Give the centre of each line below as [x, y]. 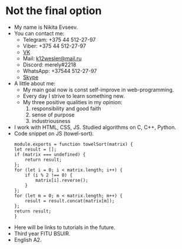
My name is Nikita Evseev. [46, 27]
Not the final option [54, 11]
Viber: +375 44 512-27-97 [54, 46]
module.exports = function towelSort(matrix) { [73, 144]
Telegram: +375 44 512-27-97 [59, 39]
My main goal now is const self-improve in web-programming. [98, 89]
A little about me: [34, 83]
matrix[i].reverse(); [62, 180]
